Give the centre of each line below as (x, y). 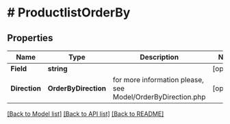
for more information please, (158, 80)
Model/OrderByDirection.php (159, 97)
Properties (30, 38)
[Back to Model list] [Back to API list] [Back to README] (86, 114)
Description (159, 57)
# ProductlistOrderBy (69, 13)
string (57, 69)
